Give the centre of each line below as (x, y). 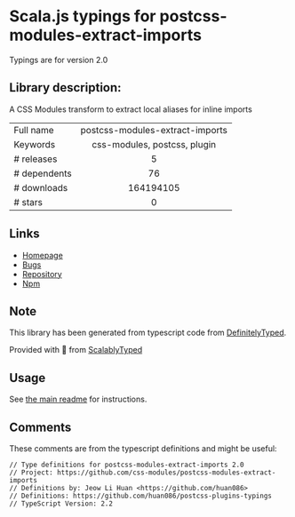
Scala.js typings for (83, 16)
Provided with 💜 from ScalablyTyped (76, 350)
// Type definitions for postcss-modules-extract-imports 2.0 (127, 465)
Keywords (35, 144)
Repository (42, 274)
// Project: (31, 473)
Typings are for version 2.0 (59, 60)
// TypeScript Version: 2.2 (61, 504)
